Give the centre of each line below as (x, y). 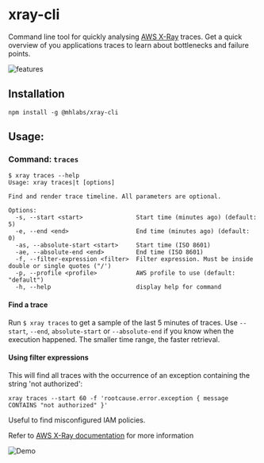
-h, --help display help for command (119, 287)
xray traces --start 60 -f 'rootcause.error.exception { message (118, 398)
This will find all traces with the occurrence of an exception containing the (129, 375)
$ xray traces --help (44, 176)
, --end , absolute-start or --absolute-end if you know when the (130, 331)
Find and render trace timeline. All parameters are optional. (115, 196)
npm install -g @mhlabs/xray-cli (63, 112)
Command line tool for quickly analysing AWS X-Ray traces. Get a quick (125, 37)
